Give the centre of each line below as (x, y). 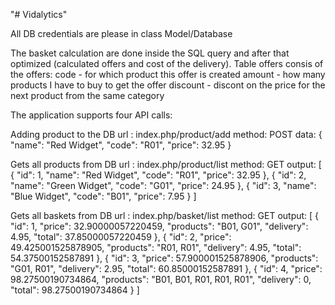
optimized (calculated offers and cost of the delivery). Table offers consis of (167, 63)
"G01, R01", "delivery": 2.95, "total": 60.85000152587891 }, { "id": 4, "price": (166, 268)
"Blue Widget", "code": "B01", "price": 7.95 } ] (103, 196)
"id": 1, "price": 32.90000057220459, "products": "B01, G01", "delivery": (159, 226)
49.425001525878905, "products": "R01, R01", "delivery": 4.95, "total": (156, 247)
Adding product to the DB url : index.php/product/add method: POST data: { (166, 134)
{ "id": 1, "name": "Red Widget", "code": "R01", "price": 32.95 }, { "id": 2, (158, 175)
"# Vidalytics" (39, 14)
